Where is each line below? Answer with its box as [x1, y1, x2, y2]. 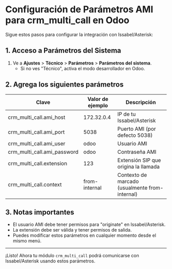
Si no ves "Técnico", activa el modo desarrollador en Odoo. [20, 65, 145, 71]
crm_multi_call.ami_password [8, 148, 79, 155]
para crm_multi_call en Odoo [5, 14, 130, 26]
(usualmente [117, 184, 147, 191]
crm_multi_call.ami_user [8, 140, 66, 147]
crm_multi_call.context [8, 181, 62, 188]
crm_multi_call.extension [8, 160, 68, 167]
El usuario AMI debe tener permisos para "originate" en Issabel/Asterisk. [12, 221, 166, 227]
